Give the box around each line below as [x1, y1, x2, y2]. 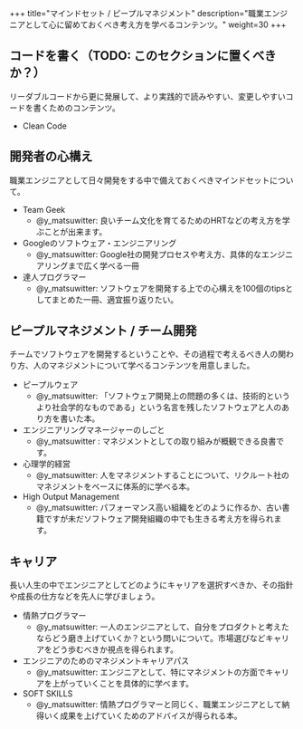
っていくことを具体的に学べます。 [67, 678, 194, 689]
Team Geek [22, 204, 66, 215]
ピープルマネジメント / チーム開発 [9, 323, 197, 339]
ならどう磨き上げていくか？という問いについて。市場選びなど [35, 633, 266, 644]
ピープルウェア [22, 379, 79, 390]
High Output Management [22, 492, 119, 503]
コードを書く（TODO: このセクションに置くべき [9, 48, 277, 63]
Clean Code [22, 120, 68, 131]
